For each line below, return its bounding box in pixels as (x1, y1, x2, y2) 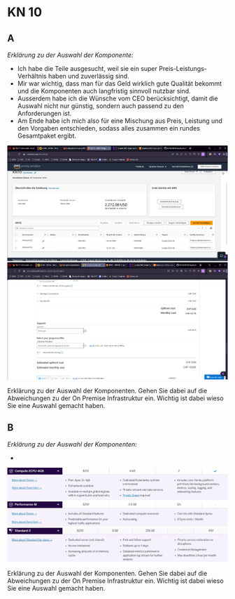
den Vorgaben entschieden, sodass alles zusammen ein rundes (17, 124, 201, 132)
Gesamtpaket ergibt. (17, 131, 77, 140)
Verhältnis (17, 72, 47, 80)
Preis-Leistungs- (158, 65, 208, 72)
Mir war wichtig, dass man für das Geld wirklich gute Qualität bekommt (17, 79, 222, 88)
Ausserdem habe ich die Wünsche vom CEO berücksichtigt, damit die (17, 94, 218, 103)
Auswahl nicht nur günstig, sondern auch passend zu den (17, 102, 184, 110)
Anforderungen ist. (17, 110, 72, 117)
